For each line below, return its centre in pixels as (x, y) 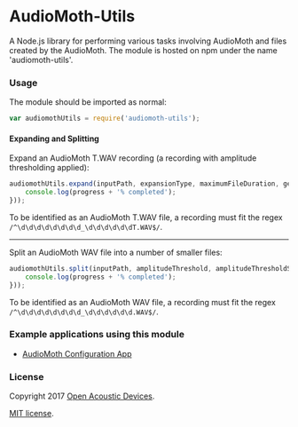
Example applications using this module (97, 335)
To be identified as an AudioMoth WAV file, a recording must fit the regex (143, 302)
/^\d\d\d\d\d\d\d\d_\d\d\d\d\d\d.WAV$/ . (84, 312)
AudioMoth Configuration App (77, 353)
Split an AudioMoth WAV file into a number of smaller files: (116, 252)
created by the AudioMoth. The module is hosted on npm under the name (143, 50)
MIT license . (32, 414)
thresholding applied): (49, 168)
